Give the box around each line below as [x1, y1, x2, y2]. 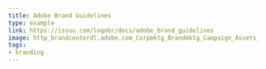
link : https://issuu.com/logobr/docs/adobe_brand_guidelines [8, 26, 215, 34]
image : [8, 33, 30, 42]
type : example [8, 19, 55, 27]
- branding [8, 48, 44, 56]
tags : [8, 41, 26, 49]
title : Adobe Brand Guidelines [8, 11, 112, 20]
